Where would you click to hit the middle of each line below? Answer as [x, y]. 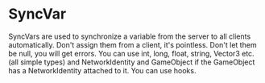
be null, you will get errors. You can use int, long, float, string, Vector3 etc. [132, 53]
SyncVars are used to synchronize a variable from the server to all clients [130, 36]
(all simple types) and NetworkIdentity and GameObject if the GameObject [132, 62]
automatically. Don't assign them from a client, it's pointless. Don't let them [132, 44]
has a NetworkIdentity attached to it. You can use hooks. [102, 70]
